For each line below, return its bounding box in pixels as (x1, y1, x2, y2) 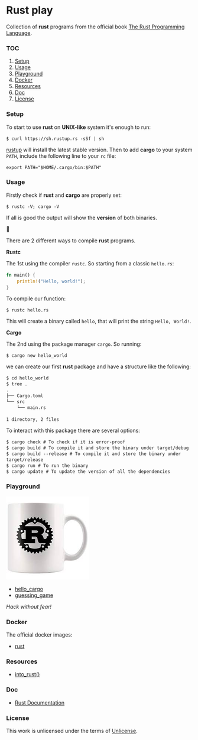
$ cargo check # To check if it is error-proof (6, 439, 126, 445)
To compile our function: (6, 295, 66, 302)
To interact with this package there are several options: (6, 427, 140, 434)
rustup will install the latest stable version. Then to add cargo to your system (6, 146, 193, 153)
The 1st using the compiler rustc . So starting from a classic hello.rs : (6, 259, 174, 267)
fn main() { (6, 272, 35, 278)
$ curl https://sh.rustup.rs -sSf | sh (6, 135, 105, 142)
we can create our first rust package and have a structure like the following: (6, 363, 191, 370)
